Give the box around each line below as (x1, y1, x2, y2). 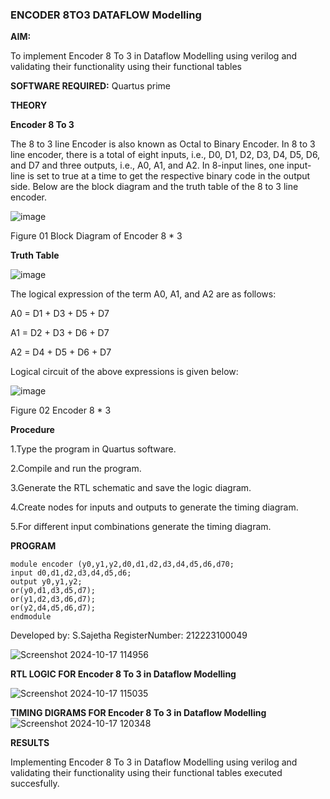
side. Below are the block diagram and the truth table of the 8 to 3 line (10, 181, 299, 193)
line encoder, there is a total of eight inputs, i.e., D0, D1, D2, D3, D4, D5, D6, (10, 149, 321, 161)
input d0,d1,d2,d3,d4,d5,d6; (10, 568, 132, 578)
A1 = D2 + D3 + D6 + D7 (10, 327, 110, 339)
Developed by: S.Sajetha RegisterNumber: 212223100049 (10, 629, 248, 642)
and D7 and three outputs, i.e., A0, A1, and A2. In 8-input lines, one (10, 159, 285, 172)
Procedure (10, 424, 55, 436)
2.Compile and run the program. (10, 463, 142, 475)
